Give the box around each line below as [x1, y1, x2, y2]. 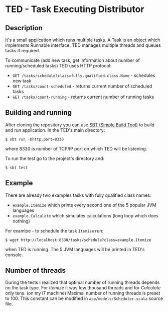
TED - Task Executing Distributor [5, 4, 144, 15]
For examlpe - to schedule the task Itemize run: [5, 227, 104, 234]
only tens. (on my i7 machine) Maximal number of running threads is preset [5, 290, 160, 296]
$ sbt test [5, 165, 28, 170]
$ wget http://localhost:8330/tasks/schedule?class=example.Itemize [5, 238, 151, 243]
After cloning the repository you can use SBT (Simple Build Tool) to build [5, 122, 154, 128]
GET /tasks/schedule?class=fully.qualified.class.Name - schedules [12, 72, 155, 79]
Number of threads [5, 266, 66, 275]
